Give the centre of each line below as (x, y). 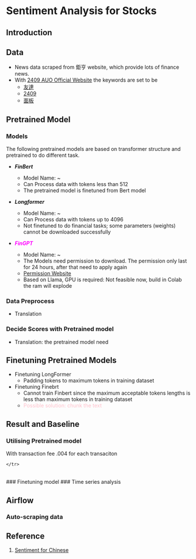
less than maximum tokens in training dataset (78, 399)
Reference (25, 536)
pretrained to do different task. (43, 155)
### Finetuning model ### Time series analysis (63, 482)
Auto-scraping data (35, 517)
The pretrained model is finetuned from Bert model (85, 191)
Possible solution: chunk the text (63, 406)
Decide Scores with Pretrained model (60, 329)
